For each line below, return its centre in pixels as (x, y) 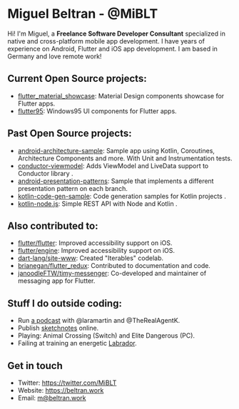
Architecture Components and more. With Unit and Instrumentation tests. (125, 158)
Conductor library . (45, 173)
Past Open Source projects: (70, 134)
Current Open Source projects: (77, 79)
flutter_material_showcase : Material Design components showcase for (121, 95)
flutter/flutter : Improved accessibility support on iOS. (95, 243)
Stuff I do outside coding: (65, 303)
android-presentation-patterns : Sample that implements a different (116, 181)
